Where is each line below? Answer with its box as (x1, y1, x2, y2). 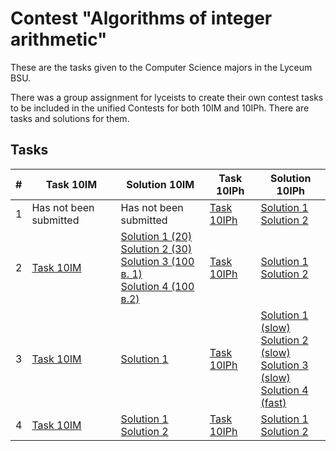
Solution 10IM (126, 177, 195, 191)
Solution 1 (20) (120, 229, 193, 243)
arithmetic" (10, 28, 108, 51)
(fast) (260, 395, 287, 409)
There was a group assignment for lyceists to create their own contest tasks (10, 91, 324, 103)
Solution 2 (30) (120, 242, 193, 256)
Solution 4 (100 (120, 279, 195, 293)
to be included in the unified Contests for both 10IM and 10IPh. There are (10, 102, 310, 114)
